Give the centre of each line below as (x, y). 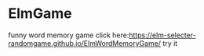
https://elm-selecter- (162, 35)
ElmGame (40, 14)
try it (170, 43)
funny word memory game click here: (69, 35)
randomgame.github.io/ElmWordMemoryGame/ (85, 43)
